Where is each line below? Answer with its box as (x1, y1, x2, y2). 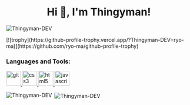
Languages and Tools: (6, 57, 71, 65)
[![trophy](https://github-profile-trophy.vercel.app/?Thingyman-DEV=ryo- (6, 36, 184, 43)
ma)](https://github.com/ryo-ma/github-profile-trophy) (6, 42, 139, 50)
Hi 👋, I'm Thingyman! (46, 5, 151, 19)
